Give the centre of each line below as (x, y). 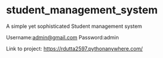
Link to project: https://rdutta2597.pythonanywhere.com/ (74, 48)
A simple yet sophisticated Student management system (74, 26)
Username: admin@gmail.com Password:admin (62, 37)
